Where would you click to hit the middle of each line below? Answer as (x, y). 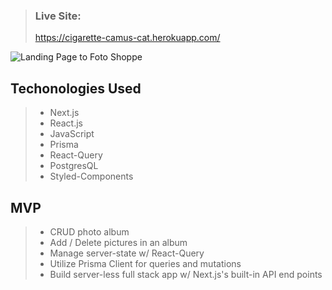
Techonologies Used (76, 88)
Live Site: (58, 16)
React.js (66, 123)
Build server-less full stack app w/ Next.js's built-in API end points (186, 274)
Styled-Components (91, 176)
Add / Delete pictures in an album (118, 242)
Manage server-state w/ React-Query (127, 253)
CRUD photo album (89, 231)
